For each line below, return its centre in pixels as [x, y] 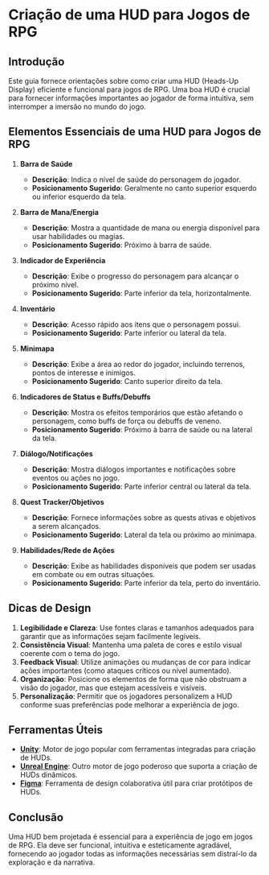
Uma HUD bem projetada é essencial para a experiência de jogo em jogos [130, 837]
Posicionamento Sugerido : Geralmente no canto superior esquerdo [144, 188]
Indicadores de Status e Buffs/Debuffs [85, 397]
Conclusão [36, 817]
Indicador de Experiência [63, 260]
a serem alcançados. [67, 526]
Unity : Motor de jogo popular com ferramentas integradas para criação [138, 749]
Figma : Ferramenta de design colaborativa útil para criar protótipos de [136, 783]
